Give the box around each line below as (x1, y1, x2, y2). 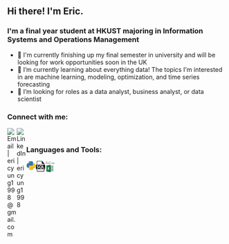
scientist (17, 95, 42, 103)
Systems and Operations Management (7, 35, 140, 44)
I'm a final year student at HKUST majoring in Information (7, 26, 203, 36)
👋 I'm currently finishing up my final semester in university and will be (17, 50, 216, 59)
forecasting (17, 79, 51, 88)
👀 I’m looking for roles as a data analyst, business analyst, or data (17, 87, 204, 95)
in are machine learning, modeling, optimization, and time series (17, 73, 200, 81)
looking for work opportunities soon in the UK (17, 58, 147, 66)
